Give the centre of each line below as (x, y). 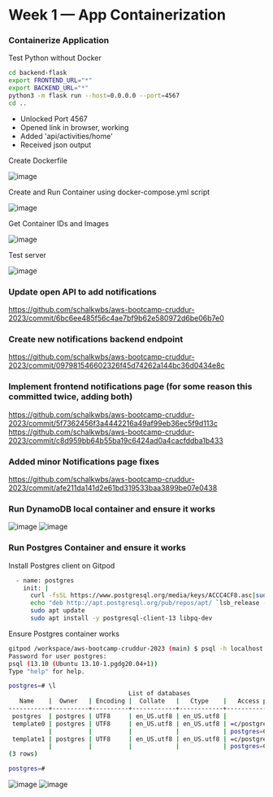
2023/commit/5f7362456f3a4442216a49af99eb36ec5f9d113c (113, 423)
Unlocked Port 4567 (54, 119)
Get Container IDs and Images (59, 223)
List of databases (160, 694)
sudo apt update (57, 611)
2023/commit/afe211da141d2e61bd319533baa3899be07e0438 (113, 488)
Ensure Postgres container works (64, 634)
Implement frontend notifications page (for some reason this (130, 386)
